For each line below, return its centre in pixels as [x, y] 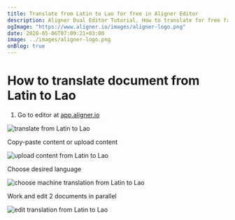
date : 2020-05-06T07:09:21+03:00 [56, 33]
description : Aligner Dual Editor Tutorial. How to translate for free [114, 20]
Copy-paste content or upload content [63, 142]
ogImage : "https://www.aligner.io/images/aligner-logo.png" [97, 27]
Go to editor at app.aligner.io [58, 115]
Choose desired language [44, 169]
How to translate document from [104, 81]
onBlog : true [26, 46]
